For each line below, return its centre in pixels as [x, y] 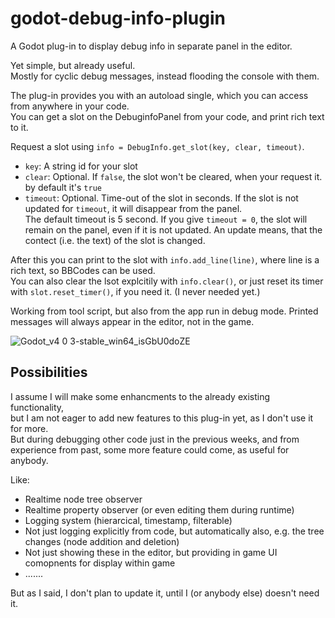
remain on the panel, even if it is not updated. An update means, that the [173, 229]
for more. [29, 428]
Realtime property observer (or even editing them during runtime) [159, 509]
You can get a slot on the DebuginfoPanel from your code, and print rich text [167, 116]
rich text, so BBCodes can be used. [83, 270]
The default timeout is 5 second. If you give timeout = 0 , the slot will [166, 219]
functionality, [37, 407]
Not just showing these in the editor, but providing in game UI [151, 552]
